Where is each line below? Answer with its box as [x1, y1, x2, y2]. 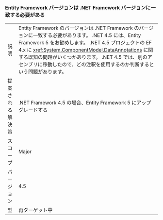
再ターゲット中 [18, 207, 53, 214]
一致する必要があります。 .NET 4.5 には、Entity [33, 32, 141, 39]
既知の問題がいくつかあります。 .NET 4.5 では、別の [28, 54, 147, 61]
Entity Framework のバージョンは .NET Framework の [18, 25, 139, 32]
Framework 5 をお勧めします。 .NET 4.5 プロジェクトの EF [18, 39, 152, 46]
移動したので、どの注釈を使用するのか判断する [42, 61, 149, 68]
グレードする [18, 107, 48, 114]
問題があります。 [28, 68, 67, 75]
